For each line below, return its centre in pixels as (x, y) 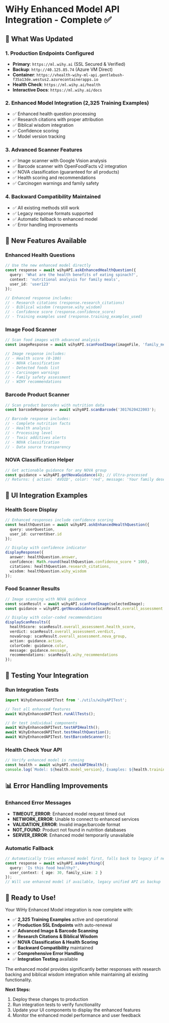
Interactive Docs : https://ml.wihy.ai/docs (57, 90)
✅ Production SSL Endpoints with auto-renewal (62, 925)
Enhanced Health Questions (40, 255)
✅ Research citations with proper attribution (58, 120)
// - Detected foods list (32, 368)
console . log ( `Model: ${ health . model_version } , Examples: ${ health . (77, 770)
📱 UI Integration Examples (47, 495)
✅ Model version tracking (39, 136)
